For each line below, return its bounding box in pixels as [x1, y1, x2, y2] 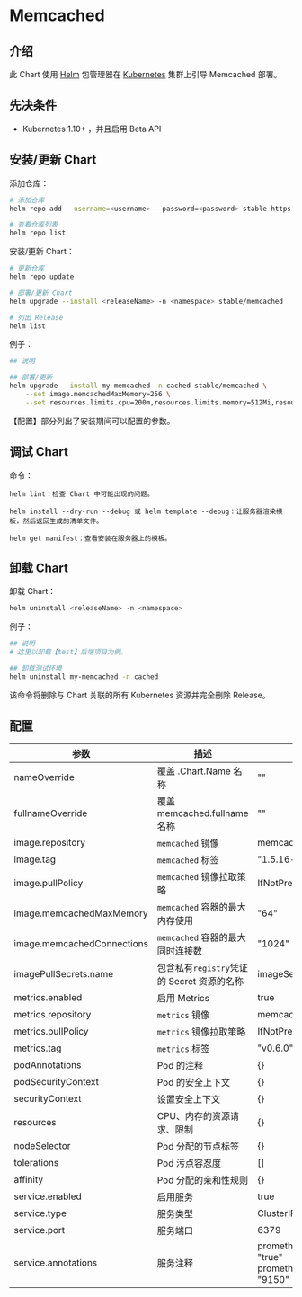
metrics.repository [13, 1008, 92, 1020]
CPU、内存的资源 [156, 1109, 231, 1122]
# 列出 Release [9, 313, 64, 322]
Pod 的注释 [156, 1059, 204, 1071]
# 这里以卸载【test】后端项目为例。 [9, 648, 128, 657]
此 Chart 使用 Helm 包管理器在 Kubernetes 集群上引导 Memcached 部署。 [9, 69, 282, 79]
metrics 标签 [156, 1042, 210, 1054]
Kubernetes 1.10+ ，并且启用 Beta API [22, 123, 162, 134]
